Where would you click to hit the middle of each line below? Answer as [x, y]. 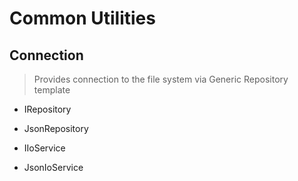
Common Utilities [82, 18]
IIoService [44, 148]
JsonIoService [53, 167]
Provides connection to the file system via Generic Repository [161, 79]
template [52, 90]
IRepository [47, 109]
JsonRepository [56, 128]
